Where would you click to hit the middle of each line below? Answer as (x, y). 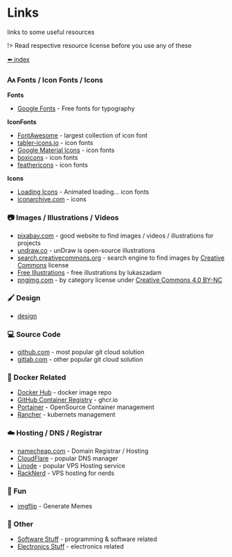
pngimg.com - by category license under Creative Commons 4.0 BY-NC (120, 280)
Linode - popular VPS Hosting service (71, 465)
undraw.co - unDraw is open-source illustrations (86, 250)
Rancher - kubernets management (66, 415)
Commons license (43, 265)
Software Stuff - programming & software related (87, 539)
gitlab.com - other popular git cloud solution (80, 360)
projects (29, 243)
